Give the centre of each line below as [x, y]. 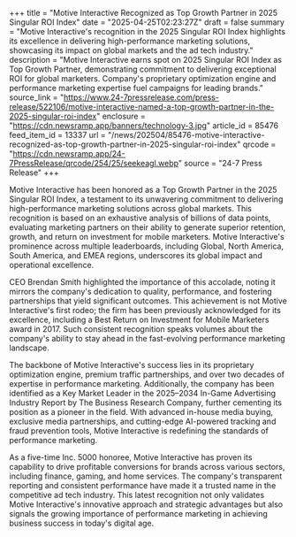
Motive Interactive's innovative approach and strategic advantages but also [146, 504]
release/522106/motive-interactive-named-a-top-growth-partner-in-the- [142, 107]
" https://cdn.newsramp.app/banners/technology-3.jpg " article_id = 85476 [144, 126]
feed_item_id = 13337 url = [57, 135]
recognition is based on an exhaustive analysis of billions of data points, [140, 218]
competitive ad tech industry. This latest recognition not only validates [137, 495]
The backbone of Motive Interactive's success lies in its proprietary [132, 365]
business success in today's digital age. [82, 523]
